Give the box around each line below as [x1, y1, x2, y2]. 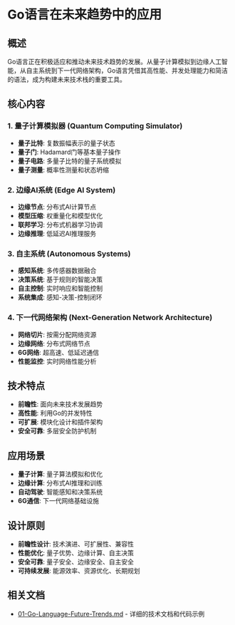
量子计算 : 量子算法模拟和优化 [17, 470, 103, 478]
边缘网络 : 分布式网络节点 [17, 339, 90, 348]
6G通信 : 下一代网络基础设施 [17, 497, 100, 505]
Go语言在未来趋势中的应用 [7, 6, 162, 23]
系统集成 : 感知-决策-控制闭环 [17, 293, 103, 301]
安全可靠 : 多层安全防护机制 [17, 427, 97, 435]
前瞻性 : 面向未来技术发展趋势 [17, 400, 103, 408]
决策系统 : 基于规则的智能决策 [17, 275, 103, 284]
